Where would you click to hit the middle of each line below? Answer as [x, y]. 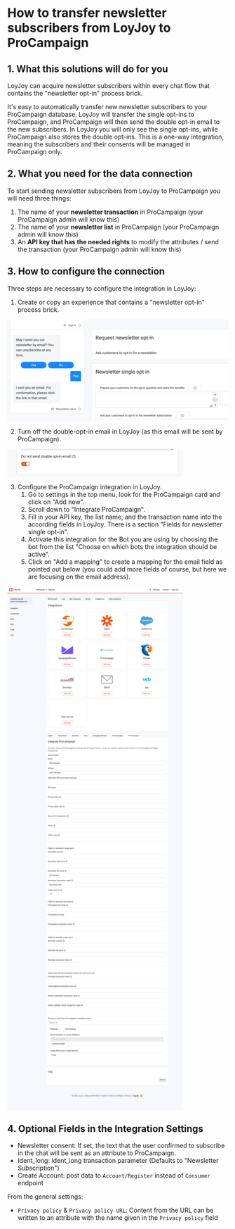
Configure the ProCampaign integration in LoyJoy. [90, 486]
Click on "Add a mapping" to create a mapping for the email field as [125, 562]
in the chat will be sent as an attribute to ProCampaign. [97, 1153]
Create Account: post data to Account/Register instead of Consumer [114, 1176]
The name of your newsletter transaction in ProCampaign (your [110, 212]
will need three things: [39, 198]
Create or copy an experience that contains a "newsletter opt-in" [111, 302]
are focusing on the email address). [79, 576]
